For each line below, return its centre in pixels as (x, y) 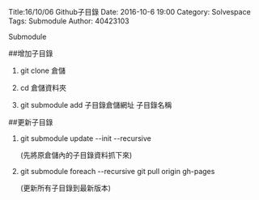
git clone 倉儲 (43, 70)
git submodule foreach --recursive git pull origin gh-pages (117, 171)
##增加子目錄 (31, 53)
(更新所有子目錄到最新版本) (66, 188)
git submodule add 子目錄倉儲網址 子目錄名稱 (96, 105)
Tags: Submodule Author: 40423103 (69, 21)
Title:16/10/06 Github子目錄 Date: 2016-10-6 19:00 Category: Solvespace (129, 12)
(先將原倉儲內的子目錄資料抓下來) (76, 155)
